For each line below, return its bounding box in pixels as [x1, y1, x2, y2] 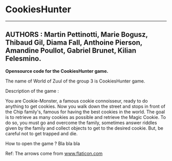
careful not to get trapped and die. [5, 130, 78, 136]
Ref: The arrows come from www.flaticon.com [5, 150, 103, 156]
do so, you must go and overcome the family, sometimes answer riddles [5, 119, 157, 126]
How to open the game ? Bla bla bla [5, 140, 80, 147]
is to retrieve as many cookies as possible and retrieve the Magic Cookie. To [5, 114, 166, 120]
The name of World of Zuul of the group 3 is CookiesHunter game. [5, 78, 145, 84]
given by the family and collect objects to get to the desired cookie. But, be [5, 125, 164, 131]
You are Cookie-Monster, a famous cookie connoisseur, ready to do [5, 97, 148, 104]
